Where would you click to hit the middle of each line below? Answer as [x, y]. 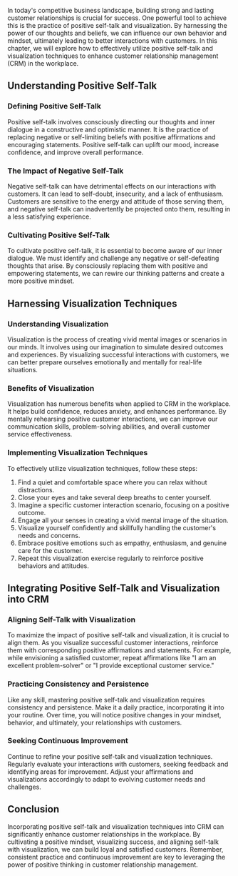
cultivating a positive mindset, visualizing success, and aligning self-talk [113, 842]
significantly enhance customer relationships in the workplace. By [104, 834]
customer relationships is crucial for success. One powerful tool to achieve [117, 18]
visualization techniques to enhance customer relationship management [113, 56]
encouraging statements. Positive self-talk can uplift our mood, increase [113, 144]
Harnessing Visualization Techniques [92, 303]
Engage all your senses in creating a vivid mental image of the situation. [123, 520]
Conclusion [33, 809]
